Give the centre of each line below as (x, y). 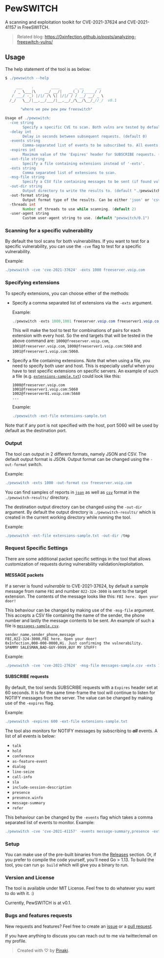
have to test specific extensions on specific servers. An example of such (85, 371)
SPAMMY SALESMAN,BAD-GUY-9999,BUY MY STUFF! (51, 647)
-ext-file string (27, 159)
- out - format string (29, 195)
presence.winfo (28, 798)
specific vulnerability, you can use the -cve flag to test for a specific (73, 246)
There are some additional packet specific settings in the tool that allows (78, 559)
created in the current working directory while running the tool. (68, 517)
